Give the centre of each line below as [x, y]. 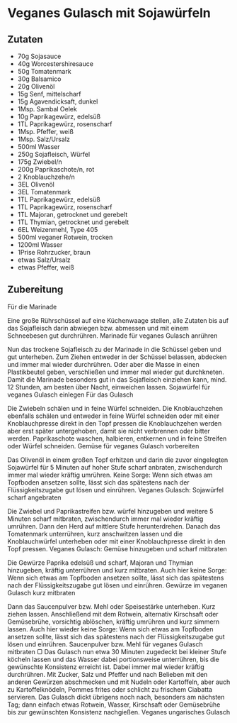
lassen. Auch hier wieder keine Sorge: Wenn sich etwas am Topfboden [110, 629]
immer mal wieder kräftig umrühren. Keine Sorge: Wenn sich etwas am [110, 475]
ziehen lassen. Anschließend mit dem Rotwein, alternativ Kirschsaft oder [113, 614]
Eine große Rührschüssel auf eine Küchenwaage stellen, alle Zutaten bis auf [118, 320]
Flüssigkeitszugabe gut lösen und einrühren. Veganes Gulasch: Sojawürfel [116, 490]
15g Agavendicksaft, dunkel [58, 101]
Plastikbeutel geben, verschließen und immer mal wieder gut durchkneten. [116, 372]
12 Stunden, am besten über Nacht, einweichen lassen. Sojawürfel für [109, 387]
